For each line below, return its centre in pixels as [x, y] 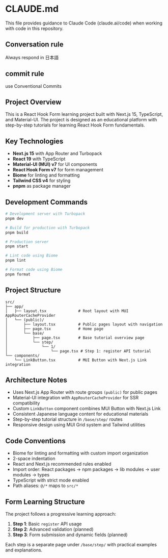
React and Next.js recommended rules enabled [62, 464]
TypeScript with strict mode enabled [51, 480]
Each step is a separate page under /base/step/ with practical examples [81, 544]
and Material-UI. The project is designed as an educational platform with [81, 120]
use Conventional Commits [34, 86]
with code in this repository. [34, 28]
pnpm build [17, 233]
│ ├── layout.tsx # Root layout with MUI [67, 311]
